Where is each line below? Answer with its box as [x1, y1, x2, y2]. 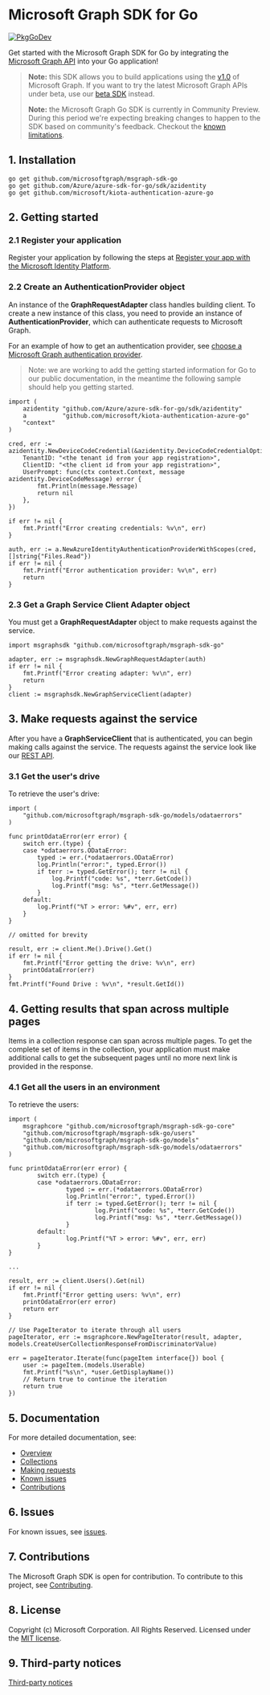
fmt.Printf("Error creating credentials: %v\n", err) [22, 524, 207, 532]
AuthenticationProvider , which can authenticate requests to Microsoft [8, 317, 243, 326]
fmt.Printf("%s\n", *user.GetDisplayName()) [22, 1368, 174, 1377]
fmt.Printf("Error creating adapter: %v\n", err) [22, 669, 193, 678]
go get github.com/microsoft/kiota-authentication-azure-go [8, 189, 215, 197]
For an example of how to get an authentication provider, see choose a [8, 341, 243, 350]
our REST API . [8, 750, 55, 760]
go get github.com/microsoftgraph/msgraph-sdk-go [8, 174, 178, 182]
